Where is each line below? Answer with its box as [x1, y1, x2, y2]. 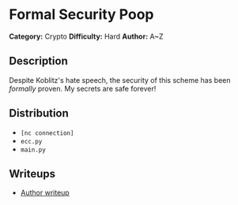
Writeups [9, 167, 56, 181]
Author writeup [20, 188, 70, 198]
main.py [20, 146, 46, 154]
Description [9, 54, 68, 68]
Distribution [9, 106, 70, 120]
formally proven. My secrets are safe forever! [9, 84, 157, 93]
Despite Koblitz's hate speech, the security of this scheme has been [9, 75, 231, 84]
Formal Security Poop [9, 6, 154, 24]
